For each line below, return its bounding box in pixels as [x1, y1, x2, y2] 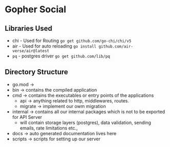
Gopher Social [5, 4, 67, 15]
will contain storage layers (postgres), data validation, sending [19, 119, 152, 125]
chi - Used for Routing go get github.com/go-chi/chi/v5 [12, 37, 132, 44]
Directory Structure [5, 68, 69, 76]
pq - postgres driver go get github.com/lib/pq [12, 53, 111, 59]
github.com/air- [98, 44, 134, 49]
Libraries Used [5, 24, 52, 33]
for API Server [12, 114, 42, 120]
